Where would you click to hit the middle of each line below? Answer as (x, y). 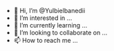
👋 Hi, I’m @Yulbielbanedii (49, 11)
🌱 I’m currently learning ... (50, 25)
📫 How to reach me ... (46, 40)
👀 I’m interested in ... (43, 18)
